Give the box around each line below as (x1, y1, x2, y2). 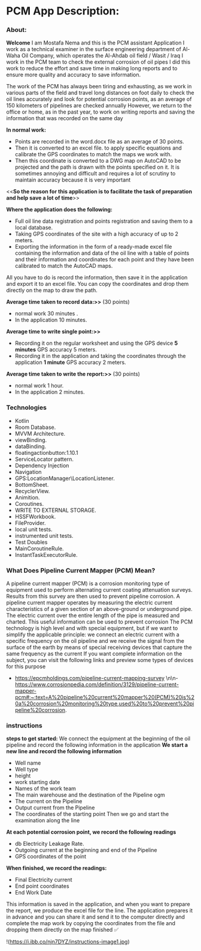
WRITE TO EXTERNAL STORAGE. (14, 506, 97, 514)
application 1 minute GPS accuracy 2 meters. (14, 359, 127, 366)
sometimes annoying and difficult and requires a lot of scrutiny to (14, 170, 176, 177)
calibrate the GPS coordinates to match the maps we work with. (14, 151, 172, 158)
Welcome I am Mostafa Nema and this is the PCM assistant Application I (6, 39, 185, 46)
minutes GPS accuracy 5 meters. (14, 346, 97, 353)
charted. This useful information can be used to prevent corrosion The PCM (6, 618, 193, 625)
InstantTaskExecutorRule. (14, 551, 78, 558)
